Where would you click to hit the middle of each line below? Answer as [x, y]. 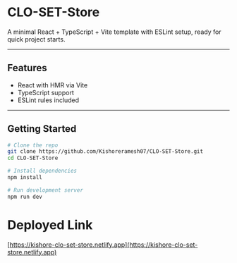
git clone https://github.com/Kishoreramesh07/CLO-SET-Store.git [105, 152]
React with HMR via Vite [53, 85]
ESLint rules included [48, 100]
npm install [25, 178]
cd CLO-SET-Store [33, 158]
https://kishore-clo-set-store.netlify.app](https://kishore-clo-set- [104, 245]
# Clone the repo [33, 145]
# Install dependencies [42, 171]
